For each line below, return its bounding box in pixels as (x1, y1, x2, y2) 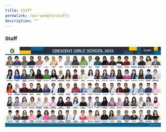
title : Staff (5, 8, 32, 13)
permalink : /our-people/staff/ (5, 13, 70, 18)
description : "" (5, 18, 39, 23)
